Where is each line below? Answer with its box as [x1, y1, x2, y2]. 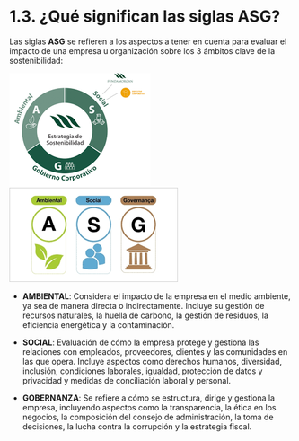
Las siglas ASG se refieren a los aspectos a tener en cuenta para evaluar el [9, 36, 287, 47]
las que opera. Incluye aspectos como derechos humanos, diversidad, [22, 356, 283, 366]
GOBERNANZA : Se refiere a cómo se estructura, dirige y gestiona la [22, 392, 276, 403]
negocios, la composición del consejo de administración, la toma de [22, 411, 274, 422]
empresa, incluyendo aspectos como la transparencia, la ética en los [22, 401, 277, 412]
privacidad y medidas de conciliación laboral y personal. [22, 375, 232, 385]
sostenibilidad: [9, 55, 64, 66]
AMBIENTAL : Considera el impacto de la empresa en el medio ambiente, [22, 290, 292, 302]
